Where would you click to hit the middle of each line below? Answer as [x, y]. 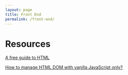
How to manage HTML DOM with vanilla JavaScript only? [64, 67]
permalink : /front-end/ [30, 19]
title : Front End [23, 14]
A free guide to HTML [27, 57]
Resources [28, 44]
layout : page [19, 10]
